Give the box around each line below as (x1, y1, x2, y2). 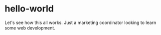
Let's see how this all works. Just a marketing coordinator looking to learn (4, 19, 157, 25)
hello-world (4, 3, 54, 14)
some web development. (4, 24, 55, 30)
